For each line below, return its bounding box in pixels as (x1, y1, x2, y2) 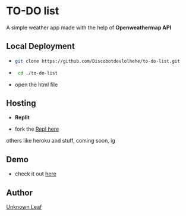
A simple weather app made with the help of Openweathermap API (6, 24, 172, 31)
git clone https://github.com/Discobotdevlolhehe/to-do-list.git (14, 58, 180, 64)
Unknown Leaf (6, 203, 42, 210)
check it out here (14, 170, 56, 177)
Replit (14, 114, 30, 121)
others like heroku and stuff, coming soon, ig (6, 137, 116, 144)
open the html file (14, 81, 58, 88)
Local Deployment (6, 41, 75, 51)
